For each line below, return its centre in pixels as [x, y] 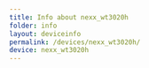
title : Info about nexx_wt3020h [69, 17]
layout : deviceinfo [45, 34]
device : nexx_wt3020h [49, 50]
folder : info [33, 26]
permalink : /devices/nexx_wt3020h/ [75, 42]
